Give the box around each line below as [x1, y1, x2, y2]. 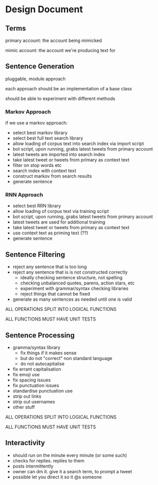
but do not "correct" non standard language [20, 355, 113, 361]
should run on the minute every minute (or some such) [12, 452, 127, 458]
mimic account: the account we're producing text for [5, 47, 116, 53]
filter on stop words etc [12, 162, 62, 168]
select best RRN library [12, 203, 61, 209]
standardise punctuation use [12, 388, 73, 394]
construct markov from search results [12, 173, 92, 179]
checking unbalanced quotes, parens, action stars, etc [20, 280, 135, 286]
